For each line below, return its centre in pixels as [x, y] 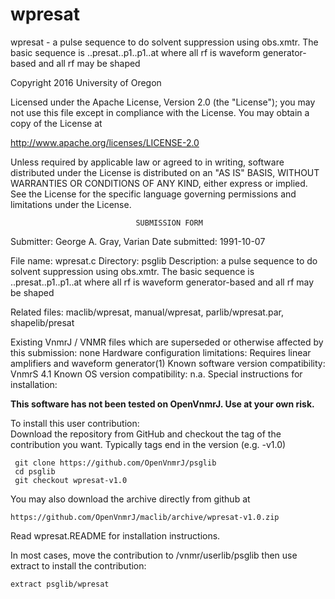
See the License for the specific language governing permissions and [153, 194]
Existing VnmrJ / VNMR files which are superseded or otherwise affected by [167, 342]
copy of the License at [56, 123]
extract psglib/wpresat [60, 584]
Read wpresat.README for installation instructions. [115, 535]
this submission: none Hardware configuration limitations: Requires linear [161, 352]
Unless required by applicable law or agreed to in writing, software [147, 162]
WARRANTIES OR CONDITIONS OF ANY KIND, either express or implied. [159, 183]
